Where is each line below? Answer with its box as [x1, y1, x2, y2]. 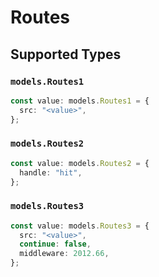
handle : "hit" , [19, 167, 83, 178]
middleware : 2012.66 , [19, 249, 110, 259]
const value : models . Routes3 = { [10, 221, 150, 231]
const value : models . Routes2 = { [10, 158, 150, 168]
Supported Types [10, 46, 122, 63]
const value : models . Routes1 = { [10, 96, 150, 106]
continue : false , [19, 239, 92, 250]
